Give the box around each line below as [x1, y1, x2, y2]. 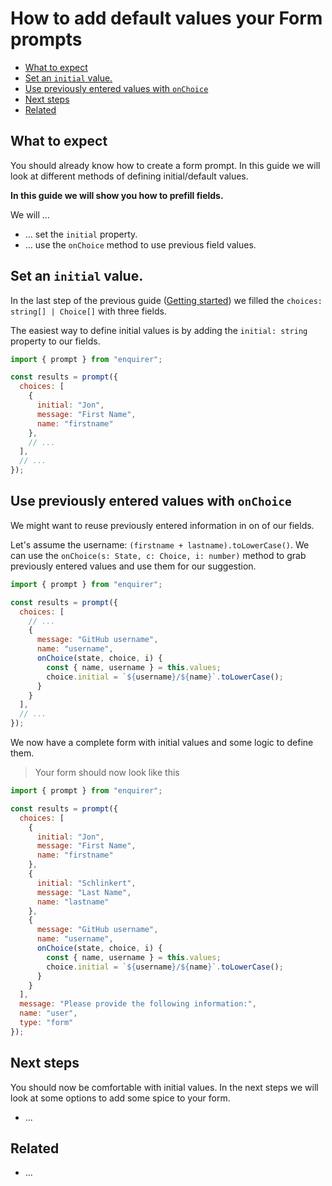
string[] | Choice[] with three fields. [10, 305, 167, 317]
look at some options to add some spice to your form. [10, 1092, 231, 1104]
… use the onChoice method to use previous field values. [24, 238, 257, 251]
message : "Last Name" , [36, 887, 132, 897]
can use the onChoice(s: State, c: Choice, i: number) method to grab [10, 549, 307, 561]
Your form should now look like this [34, 767, 180, 778]
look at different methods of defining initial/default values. [10, 170, 249, 182]
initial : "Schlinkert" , [36, 878, 137, 888]
